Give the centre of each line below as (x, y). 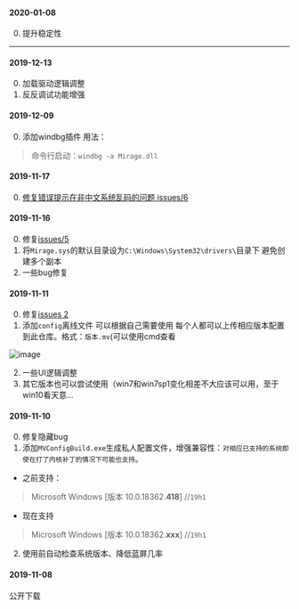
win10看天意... (48, 395)
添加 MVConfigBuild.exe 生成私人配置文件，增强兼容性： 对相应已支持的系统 (152, 448)
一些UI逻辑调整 (49, 373)
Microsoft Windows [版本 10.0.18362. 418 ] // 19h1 (118, 497)
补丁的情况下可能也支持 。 (102, 459)
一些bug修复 (45, 272)
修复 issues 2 (45, 314)
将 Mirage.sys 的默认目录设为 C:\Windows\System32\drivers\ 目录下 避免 (149, 250)
